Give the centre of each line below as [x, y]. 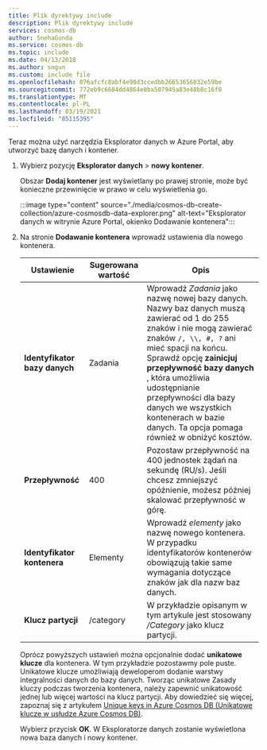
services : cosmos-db [43, 30]
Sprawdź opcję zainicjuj [192, 358]
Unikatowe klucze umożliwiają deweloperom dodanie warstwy [122, 671]
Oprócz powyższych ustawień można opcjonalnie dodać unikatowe [131, 654]
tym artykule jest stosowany [199, 615]
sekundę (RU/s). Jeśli [186, 470]
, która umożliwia [178, 377]
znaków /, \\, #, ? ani [191, 338]
